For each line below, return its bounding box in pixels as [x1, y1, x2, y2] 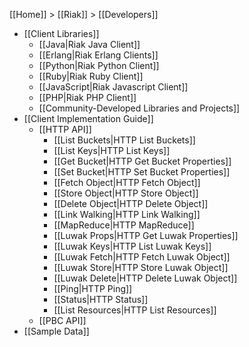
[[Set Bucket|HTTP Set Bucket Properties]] [53, 166, 231, 178]
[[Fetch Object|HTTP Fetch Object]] [53, 177, 201, 188]
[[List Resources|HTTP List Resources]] [53, 304, 217, 316]
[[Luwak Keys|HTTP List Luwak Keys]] [53, 240, 212, 252]
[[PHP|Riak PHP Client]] [38, 92, 137, 103]
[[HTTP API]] [38, 124, 92, 135]
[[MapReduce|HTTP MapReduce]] [53, 219, 195, 231]
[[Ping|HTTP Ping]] [53, 283, 133, 294]
